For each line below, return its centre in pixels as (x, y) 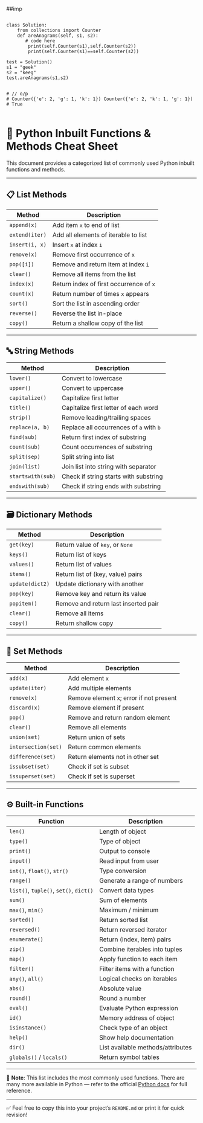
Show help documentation (137, 1038)
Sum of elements (123, 900)
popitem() (23, 604)
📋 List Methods (37, 195)
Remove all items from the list (94, 274)
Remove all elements (97, 728)
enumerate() (27, 939)
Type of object (120, 841)
